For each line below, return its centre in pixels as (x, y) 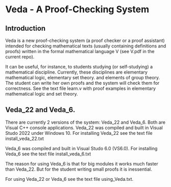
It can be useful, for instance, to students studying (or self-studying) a (79, 67)
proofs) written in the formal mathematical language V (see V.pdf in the (80, 51)
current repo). (20, 57)
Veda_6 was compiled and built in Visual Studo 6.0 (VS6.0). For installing (81, 148)
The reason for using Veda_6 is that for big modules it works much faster (82, 163)
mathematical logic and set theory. (42, 94)
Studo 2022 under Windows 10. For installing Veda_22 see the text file (79, 133)
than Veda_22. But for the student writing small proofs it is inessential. (79, 169)
